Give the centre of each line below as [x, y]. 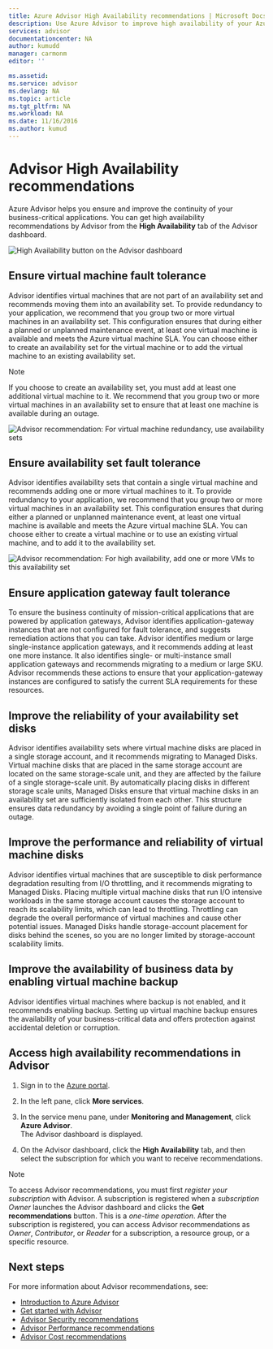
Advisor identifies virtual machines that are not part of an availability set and [136, 295]
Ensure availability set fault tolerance [105, 463]
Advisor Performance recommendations [87, 1328]
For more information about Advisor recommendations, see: [108, 1286]
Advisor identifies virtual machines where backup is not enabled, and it [127, 1001]
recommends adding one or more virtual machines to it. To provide [120, 491]
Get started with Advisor [61, 1311]
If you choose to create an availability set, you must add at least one [122, 387]
